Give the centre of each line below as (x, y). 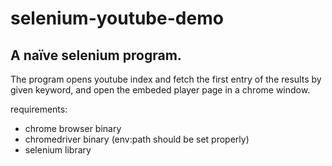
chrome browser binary (73, 128)
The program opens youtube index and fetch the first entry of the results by (166, 79)
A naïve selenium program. (96, 55)
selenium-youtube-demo (117, 18)
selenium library (58, 150)
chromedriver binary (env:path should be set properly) (137, 139)
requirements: (39, 109)
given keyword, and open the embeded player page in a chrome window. (160, 90)
